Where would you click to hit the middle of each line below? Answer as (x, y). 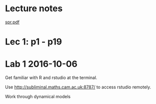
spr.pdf (12, 22)
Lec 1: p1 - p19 (33, 42)
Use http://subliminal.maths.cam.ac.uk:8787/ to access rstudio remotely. (78, 87)
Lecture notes (34, 9)
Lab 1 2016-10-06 (41, 64)
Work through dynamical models (38, 97)
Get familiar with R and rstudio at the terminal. (51, 78)
